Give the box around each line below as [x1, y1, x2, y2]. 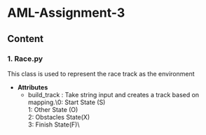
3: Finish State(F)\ [27, 120, 80, 129]
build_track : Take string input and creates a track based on [27, 90, 200, 99]
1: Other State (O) [27, 105, 78, 113]
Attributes [17, 83, 48, 92]
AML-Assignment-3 [7, 5, 125, 21]
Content [7, 33, 44, 45]
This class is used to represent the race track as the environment [7, 69, 195, 78]
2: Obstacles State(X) [27, 113, 90, 121]
